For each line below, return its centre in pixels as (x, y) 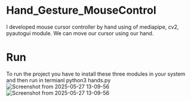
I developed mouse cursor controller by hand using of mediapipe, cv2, (93, 27)
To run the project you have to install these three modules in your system (96, 74)
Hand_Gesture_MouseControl (81, 10)
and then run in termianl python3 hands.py (58, 80)
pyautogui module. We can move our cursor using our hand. (80, 33)
